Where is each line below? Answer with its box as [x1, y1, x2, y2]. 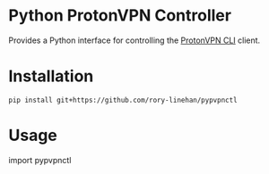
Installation [8, 66, 94, 87]
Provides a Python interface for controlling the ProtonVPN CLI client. [8, 35, 261, 46]
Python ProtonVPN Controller [8, 5, 232, 26]
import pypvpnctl [8, 154, 72, 165]
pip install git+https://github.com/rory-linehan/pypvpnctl [8, 95, 239, 104]
